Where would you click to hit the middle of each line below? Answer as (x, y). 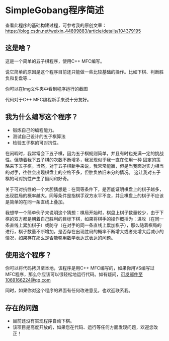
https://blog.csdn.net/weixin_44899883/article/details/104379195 (73, 31)
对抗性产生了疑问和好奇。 (45, 178)
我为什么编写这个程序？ (41, 117)
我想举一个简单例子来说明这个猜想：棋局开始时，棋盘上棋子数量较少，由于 (82, 213)
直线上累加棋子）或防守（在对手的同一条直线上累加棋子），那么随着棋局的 (86, 225)
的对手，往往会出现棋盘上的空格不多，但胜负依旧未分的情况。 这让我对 (78, 172)
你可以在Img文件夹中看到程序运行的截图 (47, 89)
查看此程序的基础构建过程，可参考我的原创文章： (56, 25)
